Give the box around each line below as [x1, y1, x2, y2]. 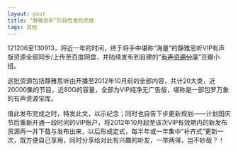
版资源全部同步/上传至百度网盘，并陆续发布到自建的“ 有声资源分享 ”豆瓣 [7, 52, 214, 61]
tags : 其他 [7, 23, 38, 30]
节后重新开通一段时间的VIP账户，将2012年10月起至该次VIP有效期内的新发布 [7, 118, 228, 127]
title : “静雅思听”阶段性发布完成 [7, 17, 94, 24]
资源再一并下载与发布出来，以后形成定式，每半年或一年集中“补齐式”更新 [7, 127, 218, 135]
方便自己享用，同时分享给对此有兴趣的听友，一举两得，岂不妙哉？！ [25, 136, 225, 145]
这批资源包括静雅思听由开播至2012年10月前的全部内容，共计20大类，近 [7, 77, 216, 85]
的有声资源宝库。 [7, 94, 57, 103]
